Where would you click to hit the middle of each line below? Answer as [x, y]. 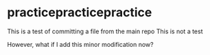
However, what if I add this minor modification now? [80, 44]
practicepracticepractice [80, 13]
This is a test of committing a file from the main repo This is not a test [105, 31]
